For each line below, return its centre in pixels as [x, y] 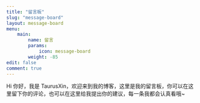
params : [38, 46]
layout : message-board [35, 23]
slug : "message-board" [35, 18]
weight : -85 [43, 57]
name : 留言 [41, 40]
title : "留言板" [25, 12]
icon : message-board [65, 51]
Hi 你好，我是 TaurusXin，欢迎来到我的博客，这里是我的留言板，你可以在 [97, 86]
